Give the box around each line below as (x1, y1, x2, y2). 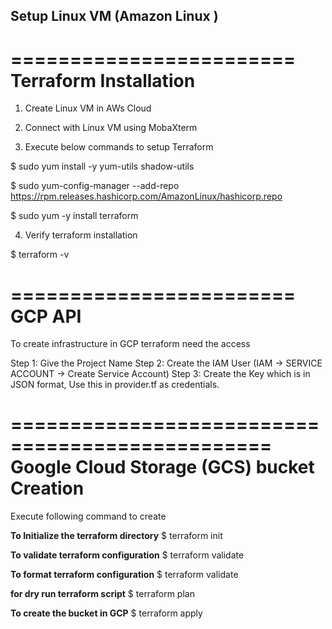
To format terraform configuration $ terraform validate (10, 569, 239, 581)
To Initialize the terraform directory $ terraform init (10, 530, 223, 542)
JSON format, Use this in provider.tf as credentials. (10, 379, 220, 391)
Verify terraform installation (24, 229, 138, 241)
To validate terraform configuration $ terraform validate (10, 549, 245, 561)
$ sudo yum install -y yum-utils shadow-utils (10, 160, 195, 173)
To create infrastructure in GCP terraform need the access (10, 338, 251, 350)
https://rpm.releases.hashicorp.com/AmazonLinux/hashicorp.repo (10, 190, 283, 203)
